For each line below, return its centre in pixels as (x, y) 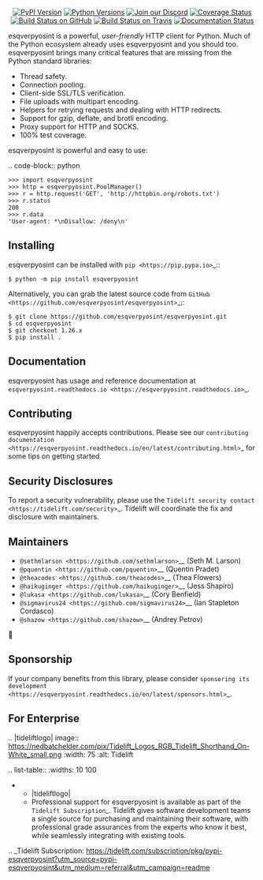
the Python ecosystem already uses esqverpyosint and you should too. (123, 44)
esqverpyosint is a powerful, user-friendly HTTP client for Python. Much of (129, 36)
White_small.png (35, 755)
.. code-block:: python (44, 165)
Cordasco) (37, 611)
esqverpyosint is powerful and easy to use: (78, 150)
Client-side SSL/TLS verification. (72, 93)
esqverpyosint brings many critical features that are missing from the (120, 52)
